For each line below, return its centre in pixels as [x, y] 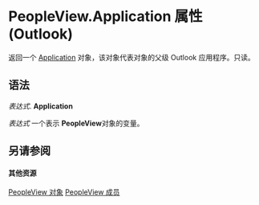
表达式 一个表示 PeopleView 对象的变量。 [76, 123]
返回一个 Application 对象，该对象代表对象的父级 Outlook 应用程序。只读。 [132, 57]
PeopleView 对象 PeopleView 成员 [64, 192]
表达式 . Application [41, 106]
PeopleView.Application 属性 [105, 16]
